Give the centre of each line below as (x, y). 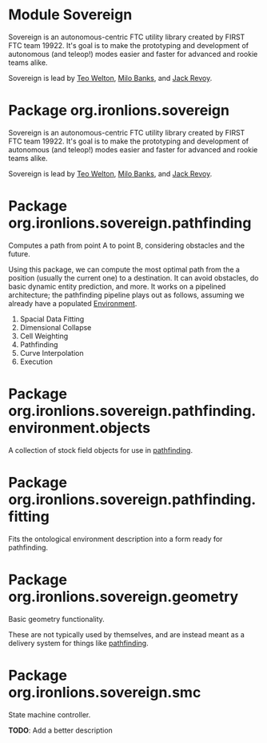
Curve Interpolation (52, 353)
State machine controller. (50, 714)
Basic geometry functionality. (57, 619)
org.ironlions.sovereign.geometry (124, 597)
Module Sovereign (70, 15)
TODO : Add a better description (61, 730)
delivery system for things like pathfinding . (79, 643)
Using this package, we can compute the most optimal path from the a (124, 269)
